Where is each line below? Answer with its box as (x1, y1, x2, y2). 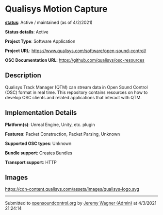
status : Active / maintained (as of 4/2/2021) (5, 19, 93, 25)
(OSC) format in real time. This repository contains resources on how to (5, 89, 148, 95)
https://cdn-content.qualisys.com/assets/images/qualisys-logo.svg (5, 186, 140, 192)
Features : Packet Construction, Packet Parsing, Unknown (5, 131, 120, 137)
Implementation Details (5, 108, 77, 117)
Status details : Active (5, 29, 49, 35)
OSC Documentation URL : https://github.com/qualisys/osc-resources (5, 57, 145, 63)
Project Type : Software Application (5, 38, 76, 44)
